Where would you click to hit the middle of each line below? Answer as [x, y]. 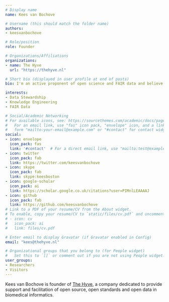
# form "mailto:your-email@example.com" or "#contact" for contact [80, 130]
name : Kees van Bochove [30, 15]
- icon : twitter [22, 153]
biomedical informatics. [29, 294]
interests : [17, 93]
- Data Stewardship [26, 98]
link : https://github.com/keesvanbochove [54, 205]
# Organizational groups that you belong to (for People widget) [75, 251]
